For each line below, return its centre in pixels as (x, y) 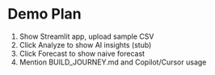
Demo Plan (44, 14)
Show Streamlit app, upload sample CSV (86, 36)
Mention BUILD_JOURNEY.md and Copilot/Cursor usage (113, 62)
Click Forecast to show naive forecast (82, 53)
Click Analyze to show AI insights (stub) (85, 44)
